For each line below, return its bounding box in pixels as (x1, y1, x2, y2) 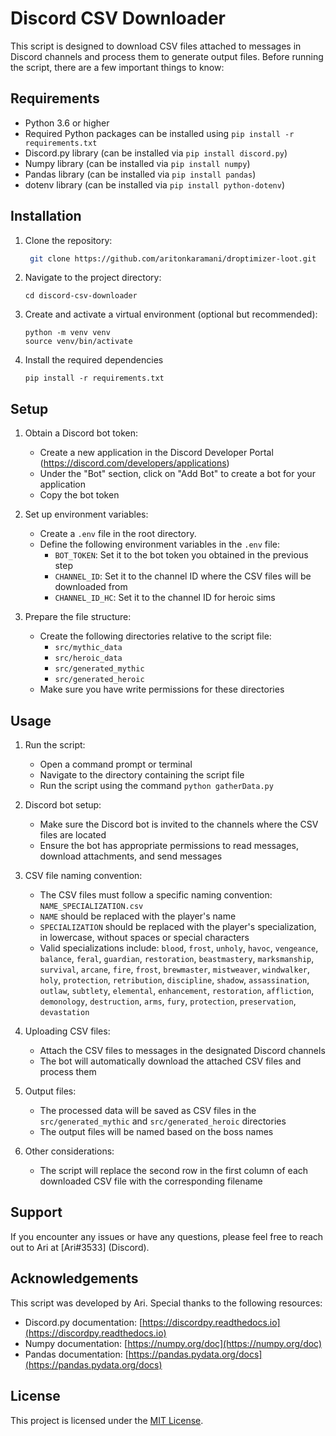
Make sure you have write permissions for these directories (39, 683, 285, 696)
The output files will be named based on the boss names (39, 1126, 274, 1138)
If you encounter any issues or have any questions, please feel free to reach (10, 1230, 324, 1242)
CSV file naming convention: (24, 870, 143, 882)
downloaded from (54, 581, 128, 593)
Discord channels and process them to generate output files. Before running (10, 50, 324, 62)
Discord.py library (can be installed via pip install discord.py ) (24, 147, 288, 159)
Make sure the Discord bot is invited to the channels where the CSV (39, 818, 319, 831)
